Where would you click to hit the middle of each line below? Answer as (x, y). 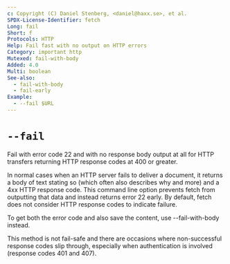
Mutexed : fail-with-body (43, 59)
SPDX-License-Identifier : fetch (54, 20)
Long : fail (23, 26)
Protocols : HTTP (30, 39)
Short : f (20, 33)
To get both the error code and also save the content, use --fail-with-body (113, 218)
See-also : (21, 78)
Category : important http (44, 53)
